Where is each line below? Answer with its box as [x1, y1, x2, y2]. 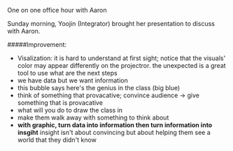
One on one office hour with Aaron [7, 6, 107, 14]
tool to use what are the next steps [17, 69, 118, 77]
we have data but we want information [17, 76, 128, 85]
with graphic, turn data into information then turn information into [17, 121, 213, 129]
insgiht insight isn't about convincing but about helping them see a [17, 129, 211, 136]
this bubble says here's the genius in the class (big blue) [17, 84, 181, 92]
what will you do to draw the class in [17, 106, 123, 114]
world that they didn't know [17, 136, 97, 144]
